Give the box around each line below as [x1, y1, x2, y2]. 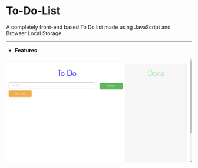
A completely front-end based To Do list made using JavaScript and [6, 23, 171, 31]
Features [14, 46, 37, 53]
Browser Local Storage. [6, 29, 63, 36]
